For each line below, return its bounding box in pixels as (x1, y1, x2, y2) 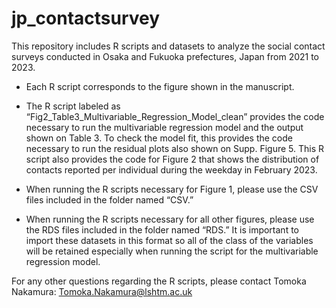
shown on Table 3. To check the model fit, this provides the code (25, 132, 293, 144)
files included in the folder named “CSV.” (25, 193, 194, 206)
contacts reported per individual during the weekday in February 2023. (25, 163, 318, 176)
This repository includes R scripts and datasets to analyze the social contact (11, 40, 326, 52)
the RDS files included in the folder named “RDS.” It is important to (25, 223, 299, 236)
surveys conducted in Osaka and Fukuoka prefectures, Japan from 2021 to (11, 50, 320, 62)
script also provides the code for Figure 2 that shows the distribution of (25, 153, 320, 165)
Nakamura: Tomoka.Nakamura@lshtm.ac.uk (11, 285, 193, 297)
